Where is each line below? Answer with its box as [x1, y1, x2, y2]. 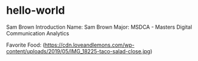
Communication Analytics [6, 29, 70, 36]
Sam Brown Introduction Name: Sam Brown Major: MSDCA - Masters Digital [6, 23, 193, 30]
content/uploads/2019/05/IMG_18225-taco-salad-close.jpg [6, 47, 151, 54]
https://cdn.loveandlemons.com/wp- [44, 41, 135, 48]
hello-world [6, 4, 66, 17]
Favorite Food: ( [6, 41, 45, 48]
